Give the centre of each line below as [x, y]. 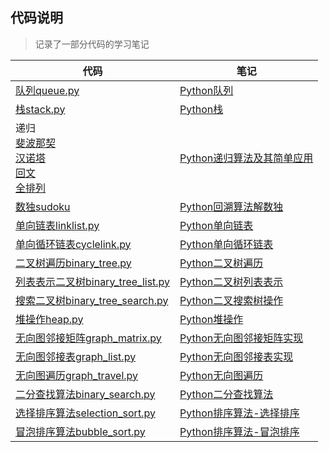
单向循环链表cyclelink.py [73, 244]
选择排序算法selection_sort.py [85, 413]
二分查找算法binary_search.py [85, 394]
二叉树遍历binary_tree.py [73, 263]
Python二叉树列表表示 [231, 281]
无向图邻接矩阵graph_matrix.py [88, 338]
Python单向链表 [216, 225]
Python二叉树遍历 [221, 263]
